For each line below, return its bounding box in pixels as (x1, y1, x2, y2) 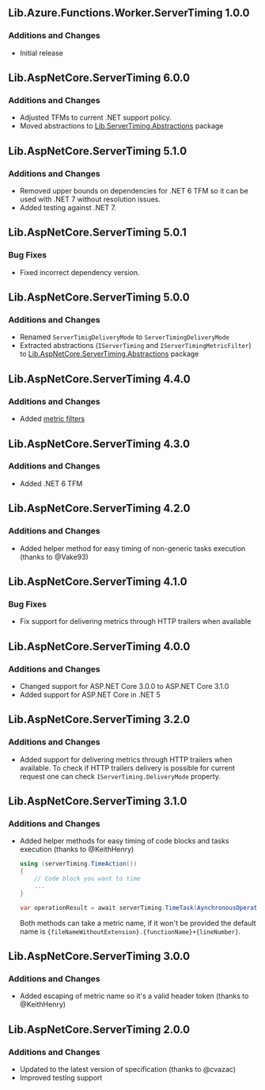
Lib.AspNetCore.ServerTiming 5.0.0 (8, 291, 190, 304)
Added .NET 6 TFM (19, 479, 83, 488)
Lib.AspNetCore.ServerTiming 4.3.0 (8, 437, 191, 450)
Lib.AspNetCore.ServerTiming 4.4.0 (8, 372, 191, 385)
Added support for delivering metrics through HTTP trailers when (19, 755, 233, 764)
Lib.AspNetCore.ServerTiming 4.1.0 (8, 575, 187, 588)
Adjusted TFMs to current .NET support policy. (19, 113, 172, 122)
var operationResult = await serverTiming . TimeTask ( (19, 904, 198, 912)
